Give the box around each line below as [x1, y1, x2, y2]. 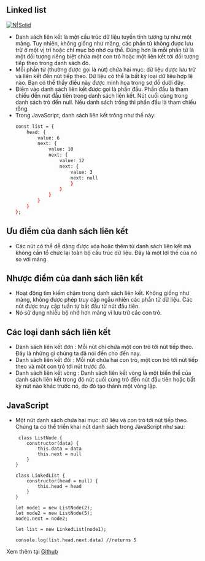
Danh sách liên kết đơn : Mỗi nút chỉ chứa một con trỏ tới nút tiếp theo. [15, 343, 193, 351]
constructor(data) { [26, 441, 79, 447]
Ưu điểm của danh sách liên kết [6, 226, 129, 237]
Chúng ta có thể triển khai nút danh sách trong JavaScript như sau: [15, 423, 185, 431]
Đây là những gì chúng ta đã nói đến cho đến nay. [15, 350, 141, 357]
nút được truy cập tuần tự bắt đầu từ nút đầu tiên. [15, 302, 140, 310]
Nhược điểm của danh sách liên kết [6, 273, 143, 284]
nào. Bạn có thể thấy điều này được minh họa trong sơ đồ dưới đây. [15, 79, 185, 86]
